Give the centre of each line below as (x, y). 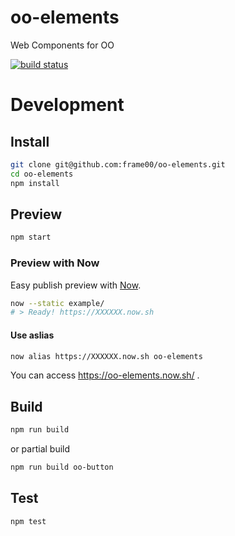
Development (67, 105)
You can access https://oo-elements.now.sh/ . (105, 375)
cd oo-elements (42, 174)
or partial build (40, 449)
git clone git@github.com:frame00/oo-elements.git (118, 164)
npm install (35, 183)
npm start (31, 237)
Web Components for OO (62, 45)
